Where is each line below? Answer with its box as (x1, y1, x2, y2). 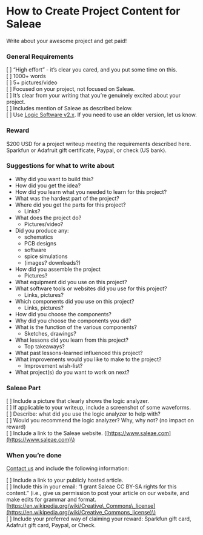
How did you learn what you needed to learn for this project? (15, 188, 167, 195)
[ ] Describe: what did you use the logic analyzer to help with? (6, 410, 161, 417)
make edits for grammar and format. (6, 496, 97, 503)
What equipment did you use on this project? (15, 278, 127, 285)
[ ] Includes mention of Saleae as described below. (6, 105, 133, 112)
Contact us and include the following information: (6, 465, 129, 472)
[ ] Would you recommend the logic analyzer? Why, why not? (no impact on (6, 417, 194, 424)
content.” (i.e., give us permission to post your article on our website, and (6, 490, 190, 497)
